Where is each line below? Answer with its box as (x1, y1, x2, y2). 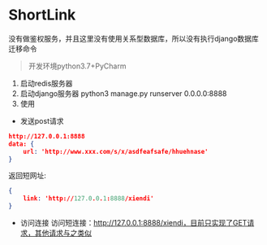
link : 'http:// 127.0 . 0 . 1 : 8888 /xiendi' (23, 195, 154, 203)
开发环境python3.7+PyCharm (28, 61, 127, 71)
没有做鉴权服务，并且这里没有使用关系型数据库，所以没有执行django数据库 (8, 33, 260, 43)
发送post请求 (19, 116, 64, 125)
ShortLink (8, 6, 76, 24)
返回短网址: (8, 171, 47, 181)
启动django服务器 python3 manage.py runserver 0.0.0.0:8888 (19, 88, 227, 98)
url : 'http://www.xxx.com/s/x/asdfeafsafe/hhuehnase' (23, 147, 209, 155)
